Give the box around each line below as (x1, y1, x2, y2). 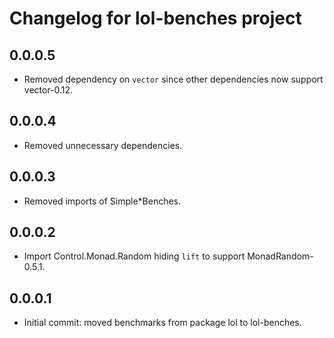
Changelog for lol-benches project (9, 7, 302, 30)
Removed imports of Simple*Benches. (23, 195, 182, 207)
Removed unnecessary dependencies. (23, 139, 183, 151)
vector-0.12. (23, 84, 74, 96)
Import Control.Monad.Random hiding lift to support (23, 250, 246, 262)
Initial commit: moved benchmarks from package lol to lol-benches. (23, 317, 302, 329)
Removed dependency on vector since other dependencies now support (23, 73, 324, 85)
